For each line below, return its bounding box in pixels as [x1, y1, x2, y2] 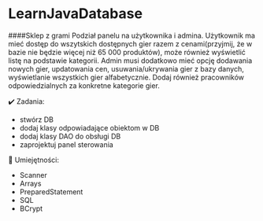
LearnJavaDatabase [8, 5, 143, 23]
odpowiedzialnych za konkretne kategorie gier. [8, 80, 160, 90]
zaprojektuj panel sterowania [19, 139, 114, 149]
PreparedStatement [19, 186, 83, 197]
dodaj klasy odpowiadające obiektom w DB [19, 123, 160, 132]
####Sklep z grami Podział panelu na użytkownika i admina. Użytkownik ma [8, 31, 256, 40]
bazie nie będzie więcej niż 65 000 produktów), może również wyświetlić [8, 47, 246, 57]
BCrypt [19, 204, 43, 213]
